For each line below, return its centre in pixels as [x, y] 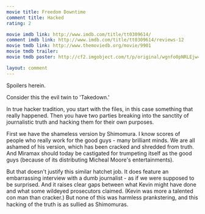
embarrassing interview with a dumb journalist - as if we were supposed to [100, 178]
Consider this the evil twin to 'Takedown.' [58, 97]
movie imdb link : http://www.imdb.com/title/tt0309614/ [79, 34]
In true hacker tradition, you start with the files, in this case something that [100, 109]
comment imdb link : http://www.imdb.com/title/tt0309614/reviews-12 [95, 40]
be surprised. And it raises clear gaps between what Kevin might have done [101, 184]
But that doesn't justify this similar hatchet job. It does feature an [88, 171]
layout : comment [27, 68]
